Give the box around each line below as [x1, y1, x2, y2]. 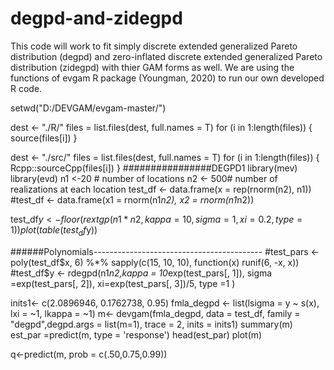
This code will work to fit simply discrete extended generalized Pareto [10, 40, 298, 52]
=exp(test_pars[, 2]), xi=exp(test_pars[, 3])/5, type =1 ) [10, 277, 236, 289]
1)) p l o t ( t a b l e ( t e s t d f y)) [10, 223, 98, 238]
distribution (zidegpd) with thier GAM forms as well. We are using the [10, 61, 295, 73]
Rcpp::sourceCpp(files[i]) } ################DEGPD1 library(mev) [10, 162, 298, 174]
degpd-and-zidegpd [10, 7, 183, 30]
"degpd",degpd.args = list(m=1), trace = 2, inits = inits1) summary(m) [10, 318, 293, 330]
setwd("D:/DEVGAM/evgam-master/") [10, 102, 167, 114]
